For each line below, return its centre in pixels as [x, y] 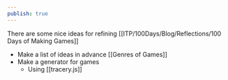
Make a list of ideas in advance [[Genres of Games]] [92, 54]
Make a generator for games [58, 62]
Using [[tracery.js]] [55, 69]
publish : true [28, 14]
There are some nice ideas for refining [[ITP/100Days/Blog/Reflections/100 [114, 33]
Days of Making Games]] [43, 41]
